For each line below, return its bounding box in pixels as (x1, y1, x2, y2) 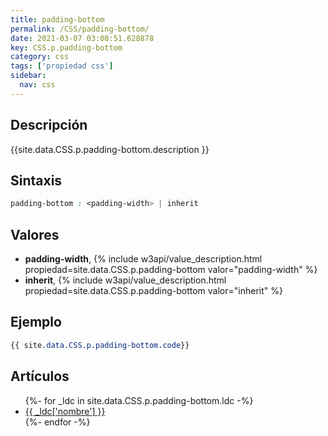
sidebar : (10, 71, 47, 81)
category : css (10, 52, 70, 62)
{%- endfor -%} (24, 416, 91, 428)
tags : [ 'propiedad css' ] (10, 61, 114, 71)
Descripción (10, 117, 88, 134)
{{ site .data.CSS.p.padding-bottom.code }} (10, 340, 190, 350)
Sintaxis (10, 172, 63, 189)
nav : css (19, 80, 56, 90)
